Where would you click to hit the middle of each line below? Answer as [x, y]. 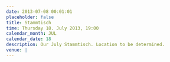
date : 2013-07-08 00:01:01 [39, 12]
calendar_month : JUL [32, 34]
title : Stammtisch [29, 22]
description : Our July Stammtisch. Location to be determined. [86, 45]
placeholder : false [30, 17]
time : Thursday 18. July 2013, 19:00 [53, 28]
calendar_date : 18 [29, 39]
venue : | [17, 50]
